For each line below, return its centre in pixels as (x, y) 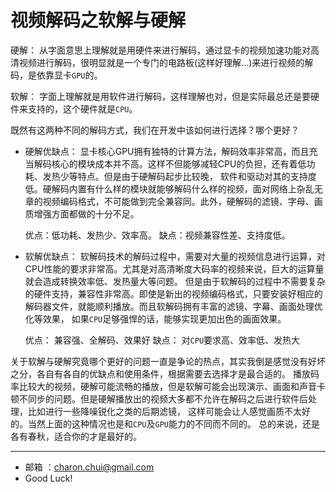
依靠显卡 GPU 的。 (69, 75)
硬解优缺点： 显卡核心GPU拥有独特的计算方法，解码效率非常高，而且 (167, 151)
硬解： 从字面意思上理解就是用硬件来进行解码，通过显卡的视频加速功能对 (160, 50)
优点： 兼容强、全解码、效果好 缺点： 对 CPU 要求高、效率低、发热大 (162, 340)
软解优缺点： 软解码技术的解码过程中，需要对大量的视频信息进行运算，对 (175, 256)
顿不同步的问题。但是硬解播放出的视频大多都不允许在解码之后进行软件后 (159, 398)
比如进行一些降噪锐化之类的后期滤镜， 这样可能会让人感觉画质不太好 (169, 411)
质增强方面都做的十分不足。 (82, 213)
